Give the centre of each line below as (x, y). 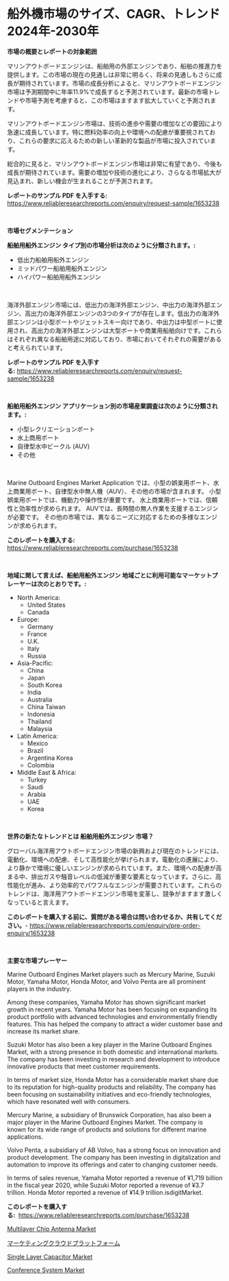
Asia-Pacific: (35, 663)
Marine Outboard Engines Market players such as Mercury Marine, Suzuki (111, 974)
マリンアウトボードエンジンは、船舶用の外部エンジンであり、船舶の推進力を (115, 66)
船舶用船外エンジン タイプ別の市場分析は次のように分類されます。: (102, 245)
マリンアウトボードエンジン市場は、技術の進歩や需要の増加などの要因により (115, 123)
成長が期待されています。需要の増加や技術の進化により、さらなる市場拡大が (114, 172)
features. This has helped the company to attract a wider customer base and (115, 1024)
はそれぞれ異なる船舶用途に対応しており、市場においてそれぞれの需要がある (114, 339)
